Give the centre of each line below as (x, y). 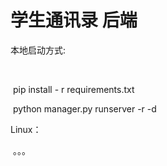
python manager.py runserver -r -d (84, 108)
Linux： (26, 129)
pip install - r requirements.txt (73, 89)
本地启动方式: (38, 50)
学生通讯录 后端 (74, 20)
